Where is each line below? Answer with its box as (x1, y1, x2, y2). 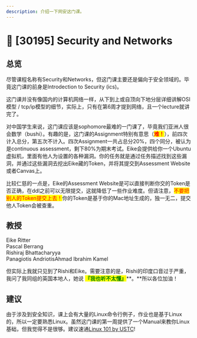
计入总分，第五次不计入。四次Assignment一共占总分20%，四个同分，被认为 (6, 137, 192, 145)
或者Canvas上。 (6, 167, 45, 174)
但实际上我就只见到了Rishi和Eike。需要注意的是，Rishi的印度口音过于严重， (6, 268, 190, 275)
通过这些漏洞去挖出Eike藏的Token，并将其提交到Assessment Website (21, 160, 191, 167)
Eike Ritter (6, 237, 31, 244)
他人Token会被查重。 (6, 202, 58, 209)
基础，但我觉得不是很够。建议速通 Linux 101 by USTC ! (6, 326, 136, 333)
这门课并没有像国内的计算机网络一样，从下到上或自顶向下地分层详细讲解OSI (6, 96, 191, 103)
